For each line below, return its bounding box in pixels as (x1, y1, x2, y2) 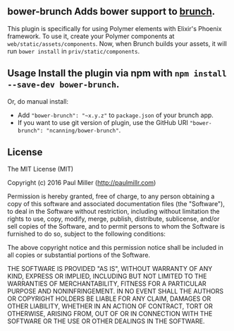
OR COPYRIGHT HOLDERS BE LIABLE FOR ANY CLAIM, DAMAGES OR (7, 294, 211, 303)
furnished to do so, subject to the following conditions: (7, 229, 166, 239)
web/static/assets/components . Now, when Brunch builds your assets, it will (7, 39, 227, 48)
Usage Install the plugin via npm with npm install (7, 67, 227, 80)
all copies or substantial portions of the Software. (7, 251, 150, 260)
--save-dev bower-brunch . (7, 78, 120, 90)
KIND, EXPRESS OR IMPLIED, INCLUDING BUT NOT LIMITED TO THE (7, 272, 207, 281)
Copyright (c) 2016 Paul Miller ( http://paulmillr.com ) (7, 179, 156, 187)
